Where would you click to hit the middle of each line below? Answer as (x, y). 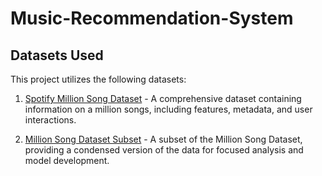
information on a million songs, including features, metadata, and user (168, 109)
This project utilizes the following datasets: (98, 79)
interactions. (50, 120)
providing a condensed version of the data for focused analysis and (164, 150)
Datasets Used (57, 55)
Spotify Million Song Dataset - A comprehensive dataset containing (163, 98)
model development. (67, 160)
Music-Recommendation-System (152, 18)
